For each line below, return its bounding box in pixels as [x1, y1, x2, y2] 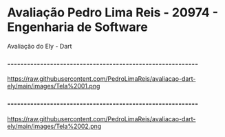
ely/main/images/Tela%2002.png [7, 122, 102, 130]
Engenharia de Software [7, 19, 148, 35]
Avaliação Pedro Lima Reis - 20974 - [7, 5, 219, 21]
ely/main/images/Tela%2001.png [7, 82, 100, 90]
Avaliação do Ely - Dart [7, 42, 72, 50]
